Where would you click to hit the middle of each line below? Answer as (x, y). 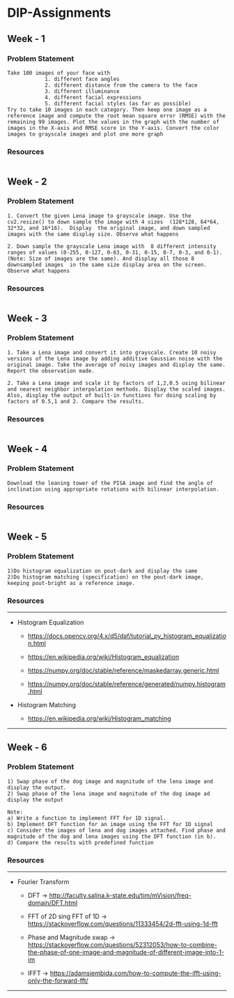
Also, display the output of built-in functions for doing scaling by (112, 395)
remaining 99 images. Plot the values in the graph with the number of (113, 122)
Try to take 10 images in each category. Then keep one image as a (107, 110)
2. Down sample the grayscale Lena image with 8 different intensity (112, 246)
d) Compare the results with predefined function (81, 842)
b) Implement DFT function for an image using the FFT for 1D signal (110, 824)
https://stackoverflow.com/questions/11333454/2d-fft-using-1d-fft (123, 924)
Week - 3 (27, 318)
